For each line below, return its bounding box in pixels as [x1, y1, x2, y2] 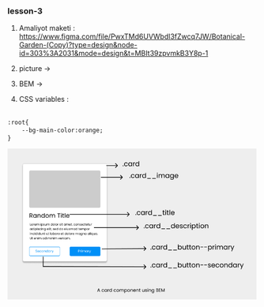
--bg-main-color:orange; [21, 126, 104, 135]
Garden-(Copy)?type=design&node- [18, 40, 138, 50]
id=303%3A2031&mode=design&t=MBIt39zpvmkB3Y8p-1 [18, 49, 209, 58]
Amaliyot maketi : [18, 24, 76, 33]
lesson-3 [7, 6, 43, 17]
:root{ [7, 118, 29, 127]
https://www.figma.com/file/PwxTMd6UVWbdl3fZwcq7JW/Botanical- [18, 32, 246, 41]
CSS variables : [18, 95, 69, 104]
